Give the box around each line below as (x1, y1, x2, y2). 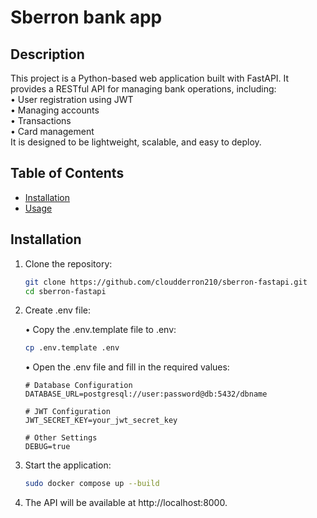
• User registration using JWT (10, 94, 134, 105)
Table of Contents (10, 165, 125, 182)
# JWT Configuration (24, 407, 111, 417)
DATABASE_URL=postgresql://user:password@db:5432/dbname (24, 389, 268, 400)
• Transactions (10, 115, 72, 126)
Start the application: (24, 459, 112, 471)
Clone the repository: (24, 257, 113, 270)
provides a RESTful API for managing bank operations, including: (10, 83, 277, 95)
